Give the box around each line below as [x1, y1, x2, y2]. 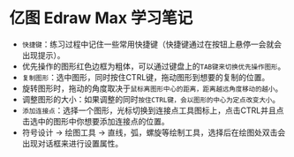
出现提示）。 [21, 49, 65, 60]
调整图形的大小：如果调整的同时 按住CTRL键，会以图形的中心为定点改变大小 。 [21, 93, 281, 104]
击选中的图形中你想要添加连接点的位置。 [21, 116, 170, 126]
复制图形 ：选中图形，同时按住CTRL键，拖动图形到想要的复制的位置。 [21, 71, 270, 82]
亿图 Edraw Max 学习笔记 [9, 8, 193, 28]
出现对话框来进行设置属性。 [21, 138, 124, 148]
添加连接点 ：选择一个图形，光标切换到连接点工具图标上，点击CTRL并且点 [21, 105, 284, 116]
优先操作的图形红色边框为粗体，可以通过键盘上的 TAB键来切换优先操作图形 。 [21, 61, 286, 71]
